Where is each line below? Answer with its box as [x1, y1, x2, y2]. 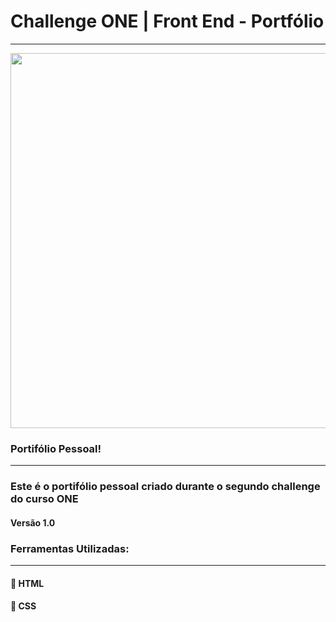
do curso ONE [10, 492, 79, 506]
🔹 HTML [10, 577, 45, 589]
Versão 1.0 [10, 516, 56, 529]
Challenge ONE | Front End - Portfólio [10, 10, 325, 33]
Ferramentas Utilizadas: [10, 541, 130, 555]
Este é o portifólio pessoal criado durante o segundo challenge [10, 480, 321, 494]
